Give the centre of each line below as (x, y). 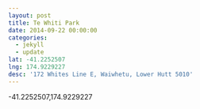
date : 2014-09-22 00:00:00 (53, 30)
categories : (28, 38)
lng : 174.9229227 (37, 67)
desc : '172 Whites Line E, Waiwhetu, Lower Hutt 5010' (101, 74)
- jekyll (30, 45)
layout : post (30, 15)
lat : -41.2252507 (37, 60)
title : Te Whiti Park (44, 23)
